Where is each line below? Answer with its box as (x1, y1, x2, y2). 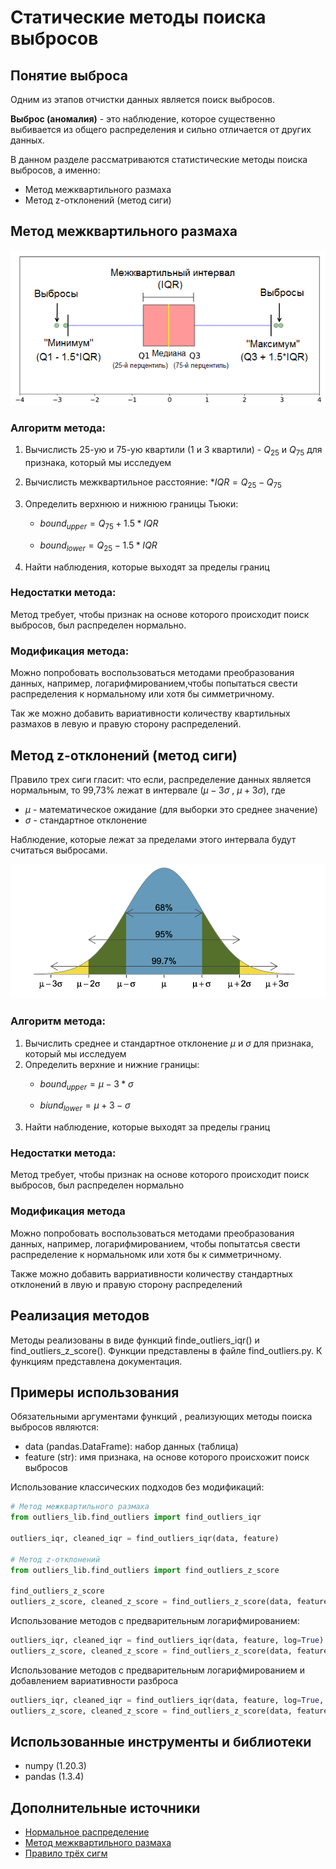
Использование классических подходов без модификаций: (10, 1481, 265, 1493)
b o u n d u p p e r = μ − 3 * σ (39, 1077, 134, 1092)
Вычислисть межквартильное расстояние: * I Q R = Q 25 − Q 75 (24, 476, 282, 490)
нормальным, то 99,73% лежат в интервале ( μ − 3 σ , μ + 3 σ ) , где (10, 784, 286, 796)
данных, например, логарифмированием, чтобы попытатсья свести (10, 1237, 301, 1250)
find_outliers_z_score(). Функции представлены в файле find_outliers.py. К (10, 1344, 323, 1356)
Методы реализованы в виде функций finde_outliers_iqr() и (10, 1334, 260, 1346)
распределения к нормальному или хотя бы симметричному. (10, 688, 275, 700)
